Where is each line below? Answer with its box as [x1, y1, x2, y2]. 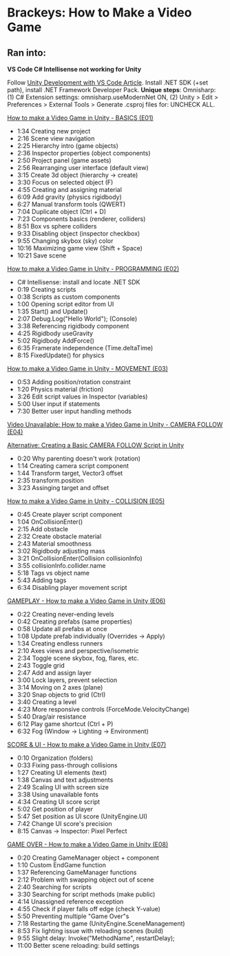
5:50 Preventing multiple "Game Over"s [17, 912, 129, 920]
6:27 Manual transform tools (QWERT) [17, 200, 126, 208]
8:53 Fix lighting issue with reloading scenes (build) [17, 927, 164, 935]
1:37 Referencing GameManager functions [17, 869, 137, 876]
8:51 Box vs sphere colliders [17, 222, 97, 230]
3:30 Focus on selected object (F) [17, 178, 114, 187]
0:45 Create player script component [17, 511, 123, 518]
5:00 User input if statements [17, 400, 101, 407]
